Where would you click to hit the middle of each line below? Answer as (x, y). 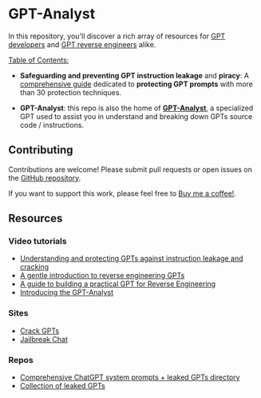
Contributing (41, 150)
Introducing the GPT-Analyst (67, 293)
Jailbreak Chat (43, 339)
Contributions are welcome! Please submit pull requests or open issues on (130, 169)
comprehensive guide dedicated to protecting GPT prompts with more (136, 84)
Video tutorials (38, 241)
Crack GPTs (40, 330)
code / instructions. (52, 125)
